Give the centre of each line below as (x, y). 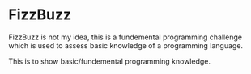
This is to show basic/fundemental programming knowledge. (110, 61)
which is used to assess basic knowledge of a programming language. (126, 45)
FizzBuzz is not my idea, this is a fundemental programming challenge (125, 37)
